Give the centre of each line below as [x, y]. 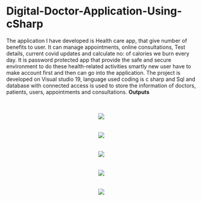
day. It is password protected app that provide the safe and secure [89, 60]
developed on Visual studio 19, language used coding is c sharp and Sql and [101, 79]
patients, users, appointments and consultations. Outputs [78, 92]
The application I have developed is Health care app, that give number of [97, 40]
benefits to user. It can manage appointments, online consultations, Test [96, 47]
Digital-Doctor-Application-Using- [94, 11]
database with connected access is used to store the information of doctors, [101, 85]
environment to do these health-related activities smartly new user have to [99, 66]
